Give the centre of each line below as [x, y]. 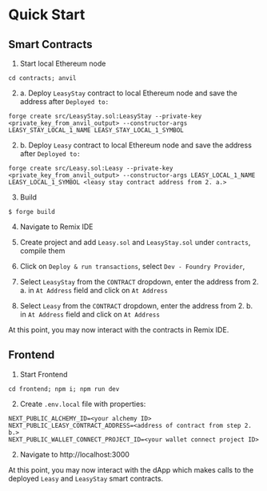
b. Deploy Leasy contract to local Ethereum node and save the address [135, 145]
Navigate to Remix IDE [56, 227]
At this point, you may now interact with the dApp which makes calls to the [131, 469]
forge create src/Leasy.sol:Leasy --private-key [91, 168]
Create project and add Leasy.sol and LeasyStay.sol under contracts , [135, 242]
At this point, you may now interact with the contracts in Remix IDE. [119, 330]
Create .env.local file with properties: [83, 404]
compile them [42, 251]
